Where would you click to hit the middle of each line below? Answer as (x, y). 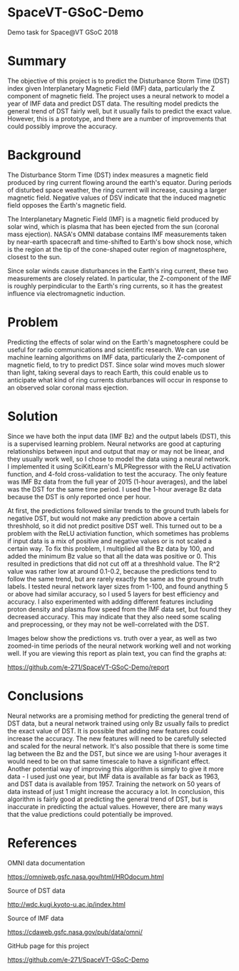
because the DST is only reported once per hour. (79, 497)
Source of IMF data (36, 918)
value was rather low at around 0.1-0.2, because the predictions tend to (112, 571)
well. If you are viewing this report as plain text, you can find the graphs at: (117, 653)
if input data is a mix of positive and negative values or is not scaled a (110, 541)
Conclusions (46, 696)
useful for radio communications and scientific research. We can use (108, 350)
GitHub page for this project (48, 945)
